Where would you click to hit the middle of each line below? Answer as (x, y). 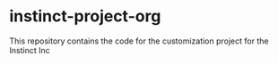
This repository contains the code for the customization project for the (139, 41)
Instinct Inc (30, 50)
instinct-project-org (85, 16)
